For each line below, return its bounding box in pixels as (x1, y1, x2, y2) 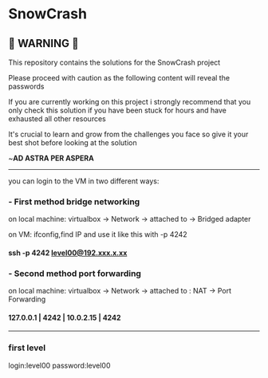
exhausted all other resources (8, 114, 106, 124)
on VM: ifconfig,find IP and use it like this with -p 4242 (8, 230, 187, 239)
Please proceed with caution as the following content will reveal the (8, 73, 230, 82)
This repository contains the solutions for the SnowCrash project (8, 57, 221, 67)
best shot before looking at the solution (8, 138, 137, 148)
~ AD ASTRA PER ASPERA (8, 153, 94, 163)
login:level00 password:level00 (8, 360, 111, 370)
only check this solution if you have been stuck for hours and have (8, 105, 227, 115)
